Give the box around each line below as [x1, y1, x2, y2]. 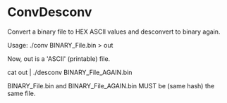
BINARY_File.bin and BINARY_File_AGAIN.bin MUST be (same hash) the [7, 81, 215, 90]
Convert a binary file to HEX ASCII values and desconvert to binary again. [7, 27, 221, 36]
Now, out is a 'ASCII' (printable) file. [7, 54, 111, 63]
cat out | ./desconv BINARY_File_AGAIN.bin [7, 68, 133, 76]
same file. [7, 89, 36, 97]
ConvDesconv [7, 4, 92, 20]
